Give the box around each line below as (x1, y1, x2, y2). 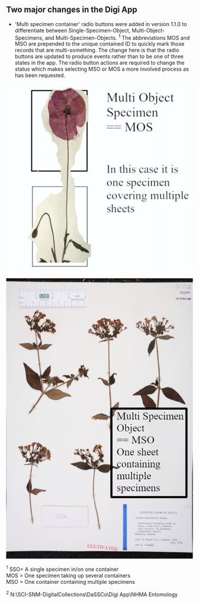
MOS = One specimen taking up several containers (6, 572, 131, 579)
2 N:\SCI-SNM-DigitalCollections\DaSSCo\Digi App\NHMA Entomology (6, 590, 178, 598)
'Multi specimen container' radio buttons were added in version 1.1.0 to (14, 20, 187, 27)
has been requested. (14, 72, 66, 79)
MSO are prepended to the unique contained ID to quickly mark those (14, 40, 185, 47)
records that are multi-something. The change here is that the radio (14, 47, 179, 54)
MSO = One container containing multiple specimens (6, 578, 135, 586)
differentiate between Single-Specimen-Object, (14, 27, 131, 34)
